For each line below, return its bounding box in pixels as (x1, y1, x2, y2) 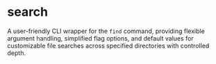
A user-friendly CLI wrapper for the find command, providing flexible (7, 27, 205, 35)
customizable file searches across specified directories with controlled (7, 41, 210, 50)
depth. (7, 49, 26, 57)
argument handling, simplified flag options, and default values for (7, 34, 194, 42)
